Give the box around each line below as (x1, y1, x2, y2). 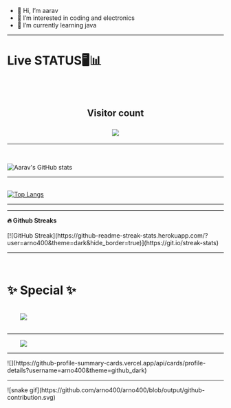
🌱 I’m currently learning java (16, 21, 97, 29)
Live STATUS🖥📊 (7, 53, 102, 69)
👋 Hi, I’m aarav (16, 7, 58, 14)
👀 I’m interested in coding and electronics (16, 14, 135, 22)
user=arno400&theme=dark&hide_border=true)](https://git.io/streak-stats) (7, 238, 219, 247)
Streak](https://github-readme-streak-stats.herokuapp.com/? (34, 231, 208, 240)
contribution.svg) (7, 393, 56, 401)
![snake (7, 385, 29, 394)
